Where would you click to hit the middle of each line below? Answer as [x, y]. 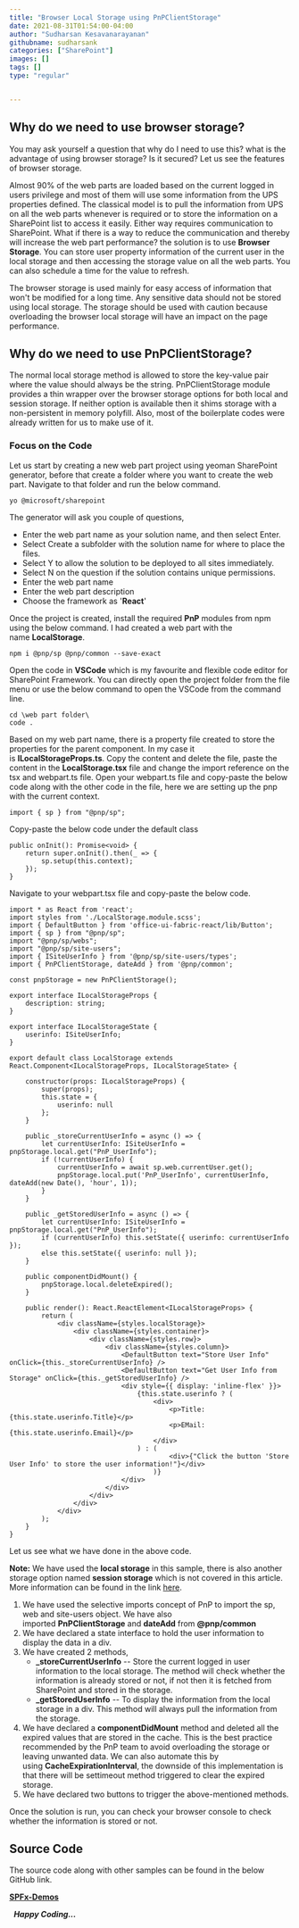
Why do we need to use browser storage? [127, 127]
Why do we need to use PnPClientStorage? [131, 353]
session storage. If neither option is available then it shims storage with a [143, 403]
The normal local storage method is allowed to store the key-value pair [139, 375]
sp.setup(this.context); [87, 861]
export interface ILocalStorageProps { [83, 995]
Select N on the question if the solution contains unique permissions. [149, 572]
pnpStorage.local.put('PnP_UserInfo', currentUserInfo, [163, 1175]
